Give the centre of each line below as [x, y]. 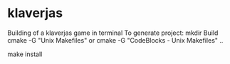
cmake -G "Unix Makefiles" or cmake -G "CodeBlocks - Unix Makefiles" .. [115, 40]
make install [25, 54]
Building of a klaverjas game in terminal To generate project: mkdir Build [113, 33]
